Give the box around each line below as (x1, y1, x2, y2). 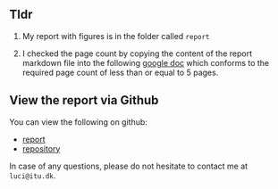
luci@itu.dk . (9, 169, 56, 181)
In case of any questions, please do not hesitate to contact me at (9, 160, 249, 171)
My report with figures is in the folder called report (21, 30, 210, 41)
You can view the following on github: (9, 116, 147, 127)
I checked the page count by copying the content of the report (21, 48, 253, 59)
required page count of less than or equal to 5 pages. (21, 67, 219, 78)
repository (21, 143, 61, 154)
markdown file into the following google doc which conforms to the (21, 57, 270, 68)
